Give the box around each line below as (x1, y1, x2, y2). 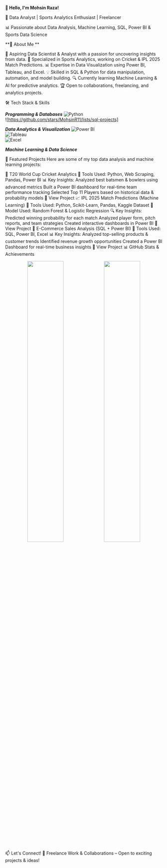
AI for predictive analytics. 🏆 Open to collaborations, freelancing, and (5, 82, 149, 88)
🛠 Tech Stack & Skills (5, 100, 50, 105)
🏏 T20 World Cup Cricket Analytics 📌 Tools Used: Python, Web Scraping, (5, 171, 155, 177)
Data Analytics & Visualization (5, 126, 71, 132)
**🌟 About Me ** (5, 41, 40, 47)
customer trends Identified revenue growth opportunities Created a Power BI (5, 238, 163, 244)
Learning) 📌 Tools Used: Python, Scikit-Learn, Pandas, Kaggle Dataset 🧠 (5, 202, 154, 208)
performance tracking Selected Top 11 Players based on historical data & (5, 189, 154, 195)
